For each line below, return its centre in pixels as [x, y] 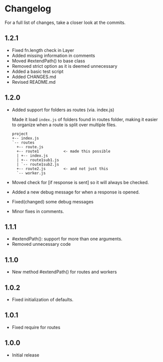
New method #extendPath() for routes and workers [64, 272]
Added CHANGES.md [34, 77]
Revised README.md [34, 82]
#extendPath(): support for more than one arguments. [67, 239]
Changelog [28, 9]
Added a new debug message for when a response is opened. [76, 192]
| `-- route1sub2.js [38, 164]
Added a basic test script [38, 71]
